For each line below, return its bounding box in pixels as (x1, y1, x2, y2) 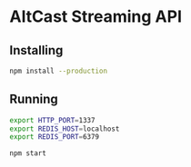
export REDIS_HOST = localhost (9, 124, 120, 133)
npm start (9, 149, 47, 158)
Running (9, 92, 59, 107)
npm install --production (9, 66, 107, 75)
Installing (9, 43, 64, 58)
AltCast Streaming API (9, 6, 183, 27)
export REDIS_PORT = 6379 (9, 133, 100, 142)
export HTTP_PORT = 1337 (9, 115, 95, 124)
